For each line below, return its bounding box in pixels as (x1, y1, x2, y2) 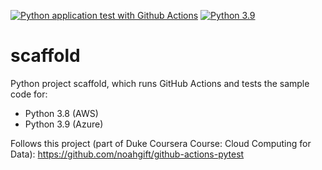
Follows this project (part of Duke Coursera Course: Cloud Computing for (10, 137, 312, 149)
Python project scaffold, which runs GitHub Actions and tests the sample (10, 77, 310, 89)
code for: (10, 88, 48, 100)
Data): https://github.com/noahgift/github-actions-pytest (10, 148, 245, 160)
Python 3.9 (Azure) (24, 118, 104, 130)
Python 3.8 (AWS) (24, 107, 99, 119)
